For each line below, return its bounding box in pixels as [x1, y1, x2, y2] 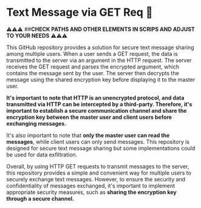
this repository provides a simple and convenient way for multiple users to [6, 169, 191, 176]
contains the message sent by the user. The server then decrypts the [6, 69, 179, 76]
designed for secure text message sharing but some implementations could [6, 144, 196, 152]
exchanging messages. [6, 119, 67, 127]
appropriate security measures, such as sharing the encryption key [6, 188, 177, 196]
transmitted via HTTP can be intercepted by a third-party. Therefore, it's [6, 100, 192, 108]
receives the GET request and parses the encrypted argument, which [6, 63, 179, 70]
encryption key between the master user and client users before [6, 113, 172, 121]
